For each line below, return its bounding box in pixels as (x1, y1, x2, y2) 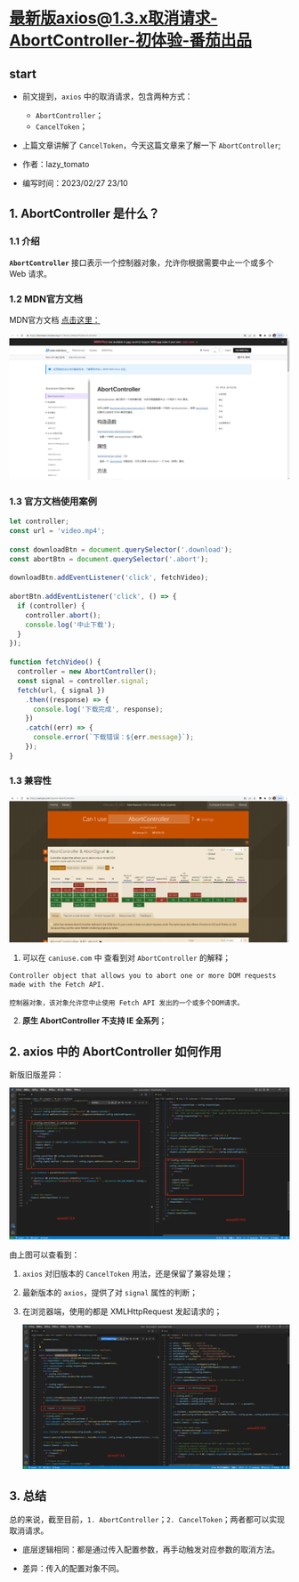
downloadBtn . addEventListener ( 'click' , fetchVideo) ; (9, 573, 209, 583)
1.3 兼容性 (9, 774, 52, 787)
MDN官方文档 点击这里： (9, 314, 101, 325)
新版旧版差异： (9, 1069, 64, 1080)
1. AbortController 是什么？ (9, 206, 160, 222)
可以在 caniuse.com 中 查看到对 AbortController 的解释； (21, 953, 231, 964)
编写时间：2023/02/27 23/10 (21, 178, 128, 188)
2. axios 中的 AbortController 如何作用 (9, 1044, 222, 1059)
